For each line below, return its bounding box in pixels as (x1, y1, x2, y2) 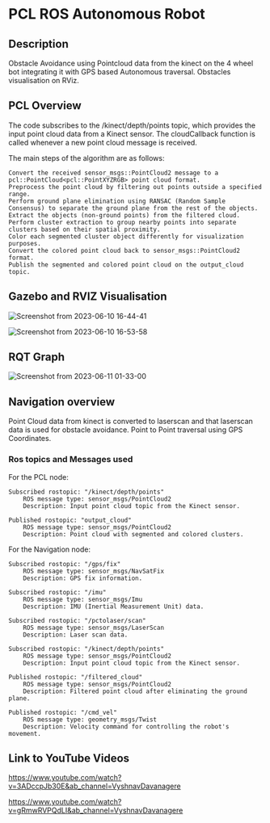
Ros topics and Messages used (8, 454, 133, 465)
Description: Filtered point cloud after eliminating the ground (23, 687, 248, 695)
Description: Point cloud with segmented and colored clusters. (23, 530, 244, 538)
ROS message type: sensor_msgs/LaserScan (23, 624, 164, 632)
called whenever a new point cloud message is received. (8, 137, 198, 147)
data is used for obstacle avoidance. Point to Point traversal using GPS (8, 425, 243, 435)
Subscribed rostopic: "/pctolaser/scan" (8, 616, 147, 624)
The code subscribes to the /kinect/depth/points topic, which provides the (8, 120, 256, 130)
